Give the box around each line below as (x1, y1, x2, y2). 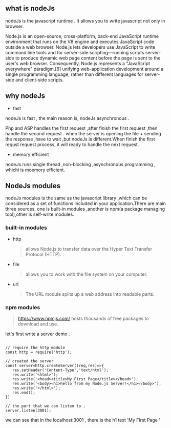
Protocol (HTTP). (25, 251, 61, 257)
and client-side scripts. (15, 76, 64, 83)
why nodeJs (5, 92, 45, 100)
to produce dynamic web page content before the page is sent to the (15, 55, 161, 61)
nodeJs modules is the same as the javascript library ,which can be (5, 195, 147, 201)
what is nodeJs (5, 4, 55, 13)
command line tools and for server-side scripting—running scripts (5, 49, 144, 55)
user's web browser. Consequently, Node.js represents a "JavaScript (5, 60, 150, 66)
